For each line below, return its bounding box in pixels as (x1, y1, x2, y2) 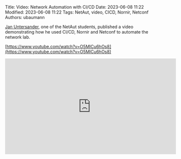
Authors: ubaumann (5, 15, 45, 20)
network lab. (5, 34, 30, 40)
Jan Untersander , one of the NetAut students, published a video (5, 24, 134, 30)
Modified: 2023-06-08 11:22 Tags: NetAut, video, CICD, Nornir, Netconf (5, 9, 149, 15)
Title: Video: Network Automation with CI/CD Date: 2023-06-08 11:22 (5, 4, 144, 10)
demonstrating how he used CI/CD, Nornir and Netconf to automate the (5, 29, 149, 35)
